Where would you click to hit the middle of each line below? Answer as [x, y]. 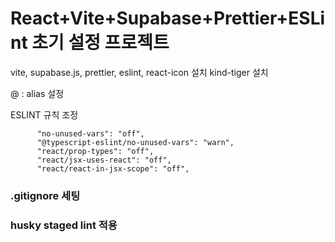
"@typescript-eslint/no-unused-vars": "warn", [135, 142]
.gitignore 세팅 [45, 195]
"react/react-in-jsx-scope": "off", [113, 168]
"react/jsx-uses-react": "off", [104, 160]
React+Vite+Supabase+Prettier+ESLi [168, 18]
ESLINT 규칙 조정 [44, 114]
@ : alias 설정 [37, 93]
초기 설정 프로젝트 [100, 43]
